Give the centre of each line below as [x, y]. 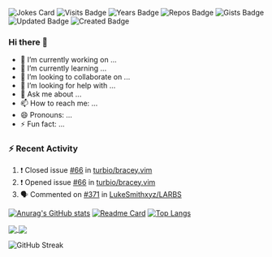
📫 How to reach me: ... [59, 103]
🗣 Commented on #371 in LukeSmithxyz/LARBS [101, 194]
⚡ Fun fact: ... [42, 124]
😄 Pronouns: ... [46, 115]
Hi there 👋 [28, 42]
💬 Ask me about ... [51, 94]
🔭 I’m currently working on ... [68, 60]
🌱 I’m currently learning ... [63, 68]
